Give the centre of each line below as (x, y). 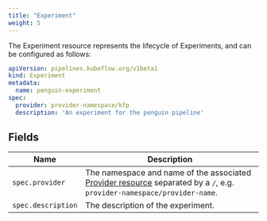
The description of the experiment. (149, 205)
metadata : (25, 83)
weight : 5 (25, 23)
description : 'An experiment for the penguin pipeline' (110, 112)
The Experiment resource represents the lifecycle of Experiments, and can (130, 45)
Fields (24, 137)
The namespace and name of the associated (168, 173)
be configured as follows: (50, 54)
